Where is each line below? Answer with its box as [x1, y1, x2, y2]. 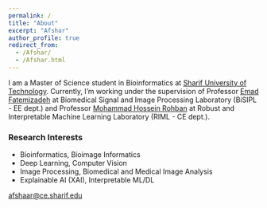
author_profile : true [8, 33, 80, 42]
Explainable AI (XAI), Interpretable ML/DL [19, 175, 155, 185]
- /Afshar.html [15, 57, 66, 65]
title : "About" [8, 19, 59, 27]
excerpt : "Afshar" [8, 26, 69, 34]
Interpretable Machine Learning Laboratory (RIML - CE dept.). [8, 112, 211, 121]
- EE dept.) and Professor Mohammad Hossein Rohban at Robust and [8, 103, 235, 112]
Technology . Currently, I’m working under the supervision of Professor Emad [8, 86, 259, 96]
